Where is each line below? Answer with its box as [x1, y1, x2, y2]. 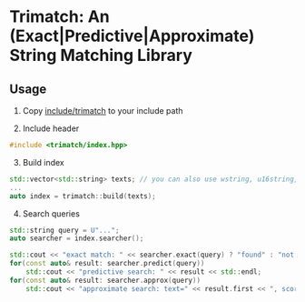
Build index [22, 156, 65, 167]
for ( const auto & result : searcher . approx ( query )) [9, 276, 202, 285]
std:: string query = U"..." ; [9, 226, 120, 235]
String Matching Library [9, 45, 193, 65]
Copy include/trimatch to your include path [22, 106, 183, 116]
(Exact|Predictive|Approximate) [9, 25, 255, 46]
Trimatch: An [9, 6, 111, 27]
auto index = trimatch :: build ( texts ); [9, 191, 156, 201]
